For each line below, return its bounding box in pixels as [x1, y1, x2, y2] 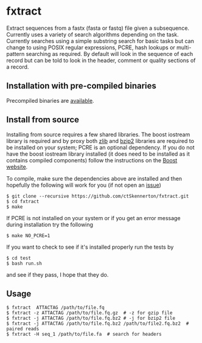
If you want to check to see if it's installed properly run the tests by [6, 243, 174, 251]
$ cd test [6, 255, 32, 261]
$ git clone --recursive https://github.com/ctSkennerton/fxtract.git [6, 193, 189, 199]
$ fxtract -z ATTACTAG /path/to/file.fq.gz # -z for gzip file [6, 310, 173, 316]
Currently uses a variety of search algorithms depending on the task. [6, 30, 179, 38]
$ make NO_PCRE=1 [6, 232, 50, 238]
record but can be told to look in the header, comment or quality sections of [6, 57, 196, 64]
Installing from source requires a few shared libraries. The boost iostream [6, 131, 190, 138]
